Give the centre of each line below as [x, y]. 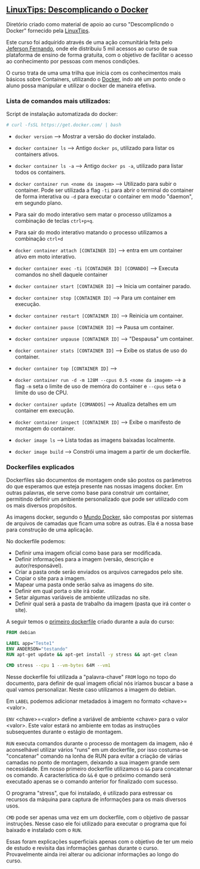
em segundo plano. [39, 203]
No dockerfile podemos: [36, 541]
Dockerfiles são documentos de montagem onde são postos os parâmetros [99, 480]
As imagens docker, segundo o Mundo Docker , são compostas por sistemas [100, 517]
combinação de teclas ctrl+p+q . [54, 221]
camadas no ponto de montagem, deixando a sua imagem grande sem [93, 762]
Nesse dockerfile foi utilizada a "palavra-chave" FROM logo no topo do [91, 677]
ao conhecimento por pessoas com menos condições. [73, 61]
